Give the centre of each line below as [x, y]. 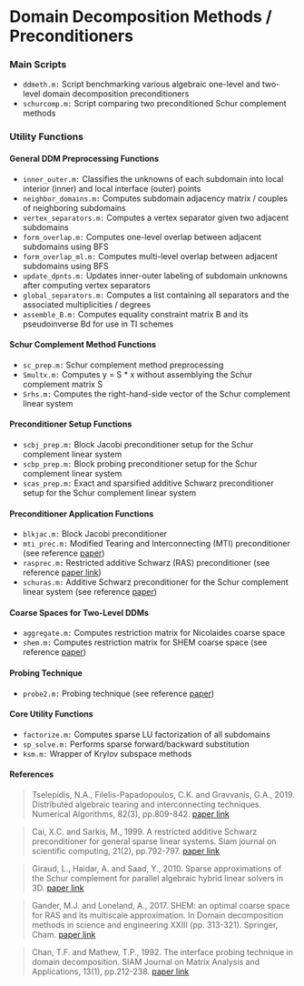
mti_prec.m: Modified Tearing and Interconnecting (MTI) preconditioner [156, 544]
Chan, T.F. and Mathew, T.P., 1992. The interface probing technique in [162, 952]
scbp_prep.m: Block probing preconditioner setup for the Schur [140, 464]
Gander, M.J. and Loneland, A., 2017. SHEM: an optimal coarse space [161, 906]
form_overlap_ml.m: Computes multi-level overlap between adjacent [150, 256]
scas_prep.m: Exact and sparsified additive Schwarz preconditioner [148, 483]
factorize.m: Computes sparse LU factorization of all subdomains [146, 734]
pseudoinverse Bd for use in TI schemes [98, 324]
